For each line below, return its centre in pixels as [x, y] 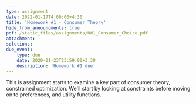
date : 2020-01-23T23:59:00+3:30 [56, 60]
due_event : [19, 50]
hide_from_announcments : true [43, 28]
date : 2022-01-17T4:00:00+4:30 [44, 17]
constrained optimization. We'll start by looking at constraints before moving [98, 89]
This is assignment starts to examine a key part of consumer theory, [88, 82]
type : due [29, 55]
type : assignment [27, 11]
